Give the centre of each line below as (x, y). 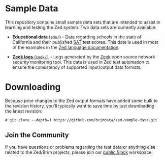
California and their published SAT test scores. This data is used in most (85, 42)
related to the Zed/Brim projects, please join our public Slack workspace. (79, 152)
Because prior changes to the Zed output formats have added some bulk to (82, 101)
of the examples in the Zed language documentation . (66, 47)
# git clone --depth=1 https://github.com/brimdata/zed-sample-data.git (81, 120)
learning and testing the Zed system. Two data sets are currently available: (81, 27)
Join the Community (37, 135)
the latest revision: (24, 111)
